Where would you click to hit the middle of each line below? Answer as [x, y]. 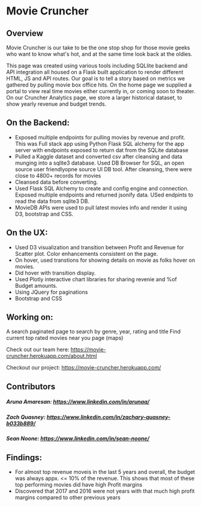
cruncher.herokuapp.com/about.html [52, 356]
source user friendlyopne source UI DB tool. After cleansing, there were [103, 169]
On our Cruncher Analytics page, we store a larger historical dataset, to [94, 98]
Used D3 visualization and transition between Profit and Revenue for [99, 247]
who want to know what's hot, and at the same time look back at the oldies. [99, 54]
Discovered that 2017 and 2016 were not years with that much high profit [105, 491]
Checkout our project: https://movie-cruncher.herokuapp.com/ [84, 368]
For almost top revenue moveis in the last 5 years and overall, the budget [105, 472]
